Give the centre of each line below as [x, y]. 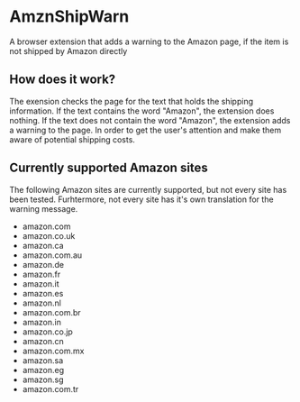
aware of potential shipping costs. [72, 139]
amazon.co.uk [49, 235]
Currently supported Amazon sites [109, 168]
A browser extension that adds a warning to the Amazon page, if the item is [149, 41]
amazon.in [41, 322]
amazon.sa [43, 360]
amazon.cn [43, 341]
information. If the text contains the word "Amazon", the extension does [142, 111]
